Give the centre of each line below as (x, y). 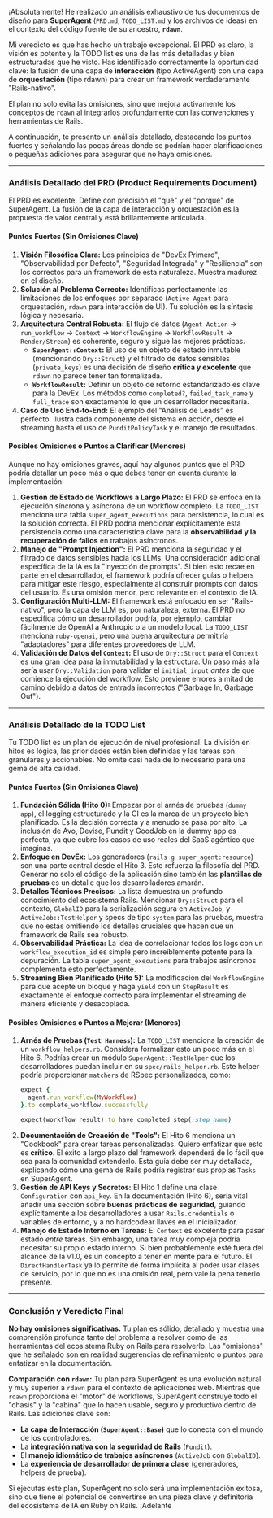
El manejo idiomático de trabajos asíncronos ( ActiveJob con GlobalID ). (141, 1455)
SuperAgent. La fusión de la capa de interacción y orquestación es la (124, 209)
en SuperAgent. (46, 1178)
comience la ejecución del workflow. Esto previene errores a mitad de (137, 678)
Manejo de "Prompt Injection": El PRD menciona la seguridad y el (131, 549)
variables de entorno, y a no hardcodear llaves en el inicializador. (129, 1221)
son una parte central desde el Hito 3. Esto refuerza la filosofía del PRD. (140, 866)
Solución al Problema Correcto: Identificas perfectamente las (124, 289)
